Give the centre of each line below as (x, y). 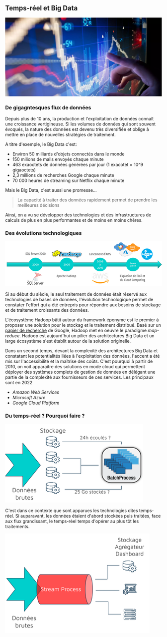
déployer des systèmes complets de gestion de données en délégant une (80, 372)
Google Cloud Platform (36, 403)
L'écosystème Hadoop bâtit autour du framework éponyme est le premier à (82, 320)
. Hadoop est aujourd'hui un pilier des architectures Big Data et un (87, 335)
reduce (12, 335)
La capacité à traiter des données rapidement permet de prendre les (87, 200)
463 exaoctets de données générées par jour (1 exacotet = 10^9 (78, 164)
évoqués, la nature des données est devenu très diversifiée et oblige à (77, 129)
